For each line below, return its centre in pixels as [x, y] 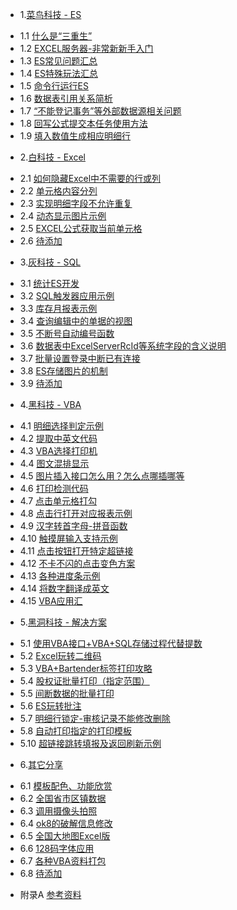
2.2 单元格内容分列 [58, 191]
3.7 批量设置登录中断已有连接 [80, 358]
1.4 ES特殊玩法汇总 [58, 73]
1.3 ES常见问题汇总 [58, 61]
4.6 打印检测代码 [54, 488]
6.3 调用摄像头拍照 [58, 811]
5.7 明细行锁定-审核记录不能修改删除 [95, 718]
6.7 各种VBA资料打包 [63, 861]
